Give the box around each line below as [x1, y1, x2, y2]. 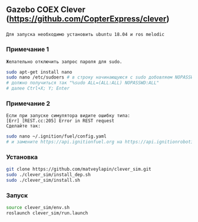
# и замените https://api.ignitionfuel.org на [6, 139, 123, 145]
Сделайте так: [6, 123, 41, 129]
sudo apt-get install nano [6, 69, 72, 75]
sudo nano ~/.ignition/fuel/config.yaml [6, 133, 107, 139]
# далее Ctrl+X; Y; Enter [6, 86, 70, 92]
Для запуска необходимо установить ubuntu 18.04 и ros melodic [6, 32, 165, 38]
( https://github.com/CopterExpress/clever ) [6, 14, 170, 24]
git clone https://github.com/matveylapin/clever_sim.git [6, 166, 151, 172]
